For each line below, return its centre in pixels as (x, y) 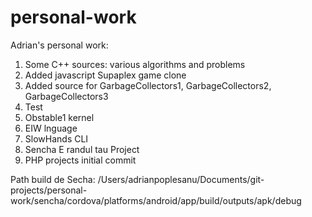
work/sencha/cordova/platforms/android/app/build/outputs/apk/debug (156, 200)
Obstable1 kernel (59, 117)
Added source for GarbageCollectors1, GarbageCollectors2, (148, 85)
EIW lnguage (51, 128)
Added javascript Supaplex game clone (105, 75)
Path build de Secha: (53, 179)
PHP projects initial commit (80, 160)
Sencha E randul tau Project (82, 149)
